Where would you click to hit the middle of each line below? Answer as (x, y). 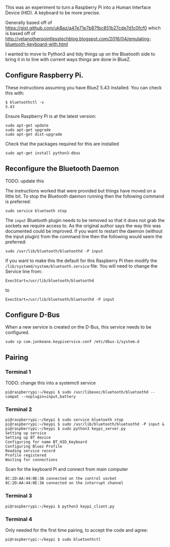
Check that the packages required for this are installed (62, 144)
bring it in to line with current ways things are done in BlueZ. (68, 59)
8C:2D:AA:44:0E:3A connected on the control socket (61, 479)
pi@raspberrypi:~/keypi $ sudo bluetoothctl (53, 540)
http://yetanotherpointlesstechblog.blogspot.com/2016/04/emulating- (78, 39)
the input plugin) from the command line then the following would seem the (84, 236)
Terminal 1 (18, 372)
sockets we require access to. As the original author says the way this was (83, 226)
